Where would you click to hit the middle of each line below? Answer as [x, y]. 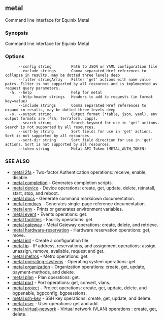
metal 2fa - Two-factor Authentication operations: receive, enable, [79, 172]
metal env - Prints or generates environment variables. [67, 209]
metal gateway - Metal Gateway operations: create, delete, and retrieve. [85, 225]
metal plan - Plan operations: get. [46, 277]
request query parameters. [33, 89]
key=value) [16, 101]
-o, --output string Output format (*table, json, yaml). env [83, 114]
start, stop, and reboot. [35, 193]
